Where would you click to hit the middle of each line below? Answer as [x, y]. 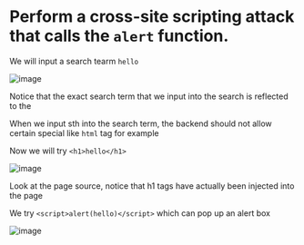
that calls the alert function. [119, 36]
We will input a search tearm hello [74, 61]
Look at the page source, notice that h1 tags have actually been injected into [152, 186]
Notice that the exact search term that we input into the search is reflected [149, 96]
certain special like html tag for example [84, 132]
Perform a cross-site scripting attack [152, 17]
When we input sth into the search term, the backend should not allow [141, 123]
